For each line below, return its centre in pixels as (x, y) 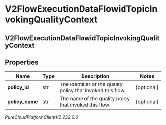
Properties (22, 62)
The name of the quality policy (95, 99)
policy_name (23, 102)
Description (95, 76)
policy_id (18, 87)
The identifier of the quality (91, 84)
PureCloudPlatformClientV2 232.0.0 (41, 117)
